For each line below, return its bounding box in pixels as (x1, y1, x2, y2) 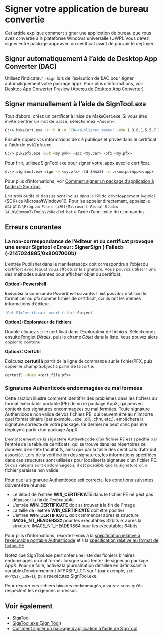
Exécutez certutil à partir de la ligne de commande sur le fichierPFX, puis (5, 358, 153, 364)
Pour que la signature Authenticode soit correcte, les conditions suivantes (5, 477, 154, 483)
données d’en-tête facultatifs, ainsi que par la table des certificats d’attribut (5, 446, 157, 452)
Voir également (5, 602, 53, 611)
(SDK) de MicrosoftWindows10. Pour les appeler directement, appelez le (5, 198, 150, 204)
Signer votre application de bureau (5, 3, 149, 15)
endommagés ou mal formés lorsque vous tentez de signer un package (5, 557, 149, 563)
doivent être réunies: (5, 482, 47, 488)
